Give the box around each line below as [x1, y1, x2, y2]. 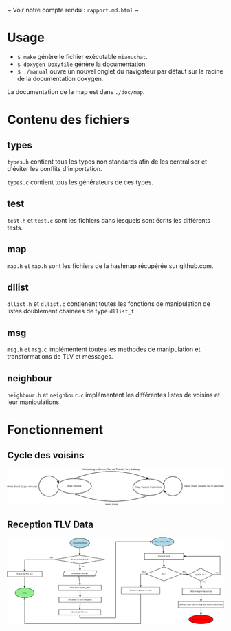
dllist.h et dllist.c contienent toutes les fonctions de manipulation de [7, 300, 211, 308]
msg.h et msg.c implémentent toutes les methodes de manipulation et [7, 345, 201, 353]
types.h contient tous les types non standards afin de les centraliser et [7, 157, 208, 166]
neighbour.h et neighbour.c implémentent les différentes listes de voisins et [7, 391, 221, 399]
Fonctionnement [7, 422, 104, 438]
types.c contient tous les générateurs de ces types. [7, 178, 153, 186]
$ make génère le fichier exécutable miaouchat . [16, 52, 148, 60]
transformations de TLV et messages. [7, 353, 113, 361]
